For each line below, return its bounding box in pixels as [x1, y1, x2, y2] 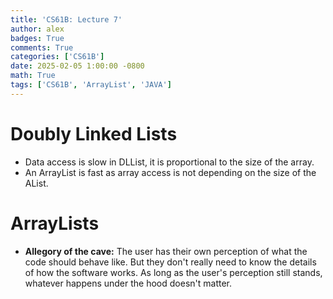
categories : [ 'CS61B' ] [10, 52, 105, 62]
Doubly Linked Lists [10, 122, 178, 145]
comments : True [10, 42, 74, 53]
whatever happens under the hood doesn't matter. [24, 277, 233, 289]
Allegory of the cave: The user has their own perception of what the [24, 245, 308, 257]
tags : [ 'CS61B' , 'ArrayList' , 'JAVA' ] [10, 80, 172, 90]
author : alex [10, 24, 65, 34]
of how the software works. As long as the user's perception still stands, [24, 266, 323, 278]
